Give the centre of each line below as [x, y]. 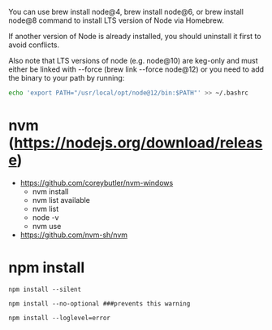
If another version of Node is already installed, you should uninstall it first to [135, 36]
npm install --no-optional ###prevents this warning [99, 304]
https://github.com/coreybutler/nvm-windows [97, 183]
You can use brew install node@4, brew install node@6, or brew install [126, 12]
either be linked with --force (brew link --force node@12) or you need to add [136, 69]
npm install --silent [45, 289]
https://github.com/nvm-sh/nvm [74, 235]
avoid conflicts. [34, 45]
